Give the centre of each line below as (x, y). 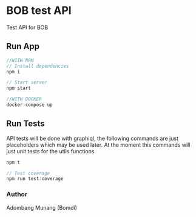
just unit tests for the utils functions (50, 151)
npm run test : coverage (35, 179)
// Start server (27, 82)
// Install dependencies (38, 66)
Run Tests (25, 124)
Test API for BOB (27, 27)
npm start (19, 88)
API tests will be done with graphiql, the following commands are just (93, 138)
